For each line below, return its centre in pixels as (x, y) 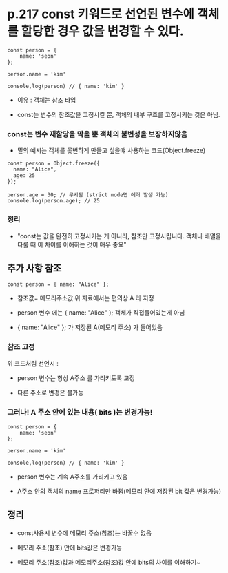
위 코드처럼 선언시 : (33, 363)
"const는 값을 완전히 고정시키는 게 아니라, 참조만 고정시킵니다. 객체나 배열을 (119, 236)
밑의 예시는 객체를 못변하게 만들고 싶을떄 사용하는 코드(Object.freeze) (111, 150)
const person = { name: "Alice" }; (58, 284)
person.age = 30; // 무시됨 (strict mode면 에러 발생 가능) (88, 195)
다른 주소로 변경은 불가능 (50, 393)
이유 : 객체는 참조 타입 (46, 100)
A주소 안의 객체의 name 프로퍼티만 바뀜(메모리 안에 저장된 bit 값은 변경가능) (119, 491)
